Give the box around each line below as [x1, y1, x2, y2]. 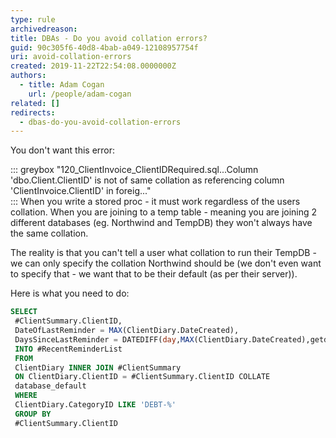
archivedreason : [10, 24, 78, 34]
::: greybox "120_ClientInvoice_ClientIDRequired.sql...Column [10, 164, 259, 176]
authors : [10, 71, 47, 81]
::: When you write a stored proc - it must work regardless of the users [10, 196, 301, 208]
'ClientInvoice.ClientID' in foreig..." [10, 185, 152, 197]
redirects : [10, 107, 56, 118]
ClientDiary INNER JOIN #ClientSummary [14, 362, 182, 373]
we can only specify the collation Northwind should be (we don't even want [10, 257, 322, 270]
